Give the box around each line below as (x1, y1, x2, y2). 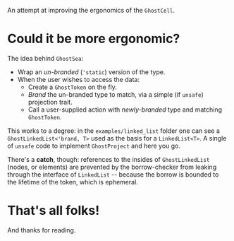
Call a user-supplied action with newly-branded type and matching (27, 105, 223, 114)
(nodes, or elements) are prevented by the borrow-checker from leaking (7, 163, 217, 171)
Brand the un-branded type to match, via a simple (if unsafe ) (27, 90, 204, 98)
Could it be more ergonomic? (7, 31, 180, 47)
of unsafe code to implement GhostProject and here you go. (7, 141, 181, 150)
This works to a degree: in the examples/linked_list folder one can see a (7, 127, 221, 135)
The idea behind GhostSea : (7, 54, 83, 62)
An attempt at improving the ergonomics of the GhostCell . (7, 6, 175, 14)
